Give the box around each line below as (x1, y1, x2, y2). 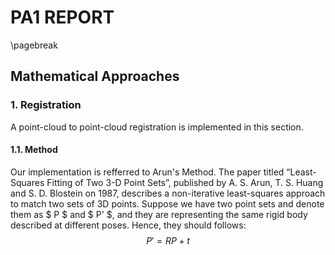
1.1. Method (10, 144, 58, 156)
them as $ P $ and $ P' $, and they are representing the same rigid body (10, 208, 308, 220)
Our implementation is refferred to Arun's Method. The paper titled (10, 166, 285, 178)
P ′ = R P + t (146, 234, 190, 246)
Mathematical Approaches (10, 68, 180, 85)
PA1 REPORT (10, 6, 115, 29)
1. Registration (10, 98, 82, 112)
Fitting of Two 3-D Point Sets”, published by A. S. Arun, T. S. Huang (46, 176, 324, 188)
